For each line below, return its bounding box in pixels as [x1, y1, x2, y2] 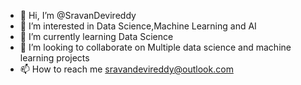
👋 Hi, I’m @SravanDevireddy [19, 10, 137, 21]
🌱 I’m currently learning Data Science [19, 31, 174, 42]
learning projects [19, 52, 90, 64]
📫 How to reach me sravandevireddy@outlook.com [19, 63, 234, 75]
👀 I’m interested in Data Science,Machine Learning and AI [19, 20, 257, 32]
